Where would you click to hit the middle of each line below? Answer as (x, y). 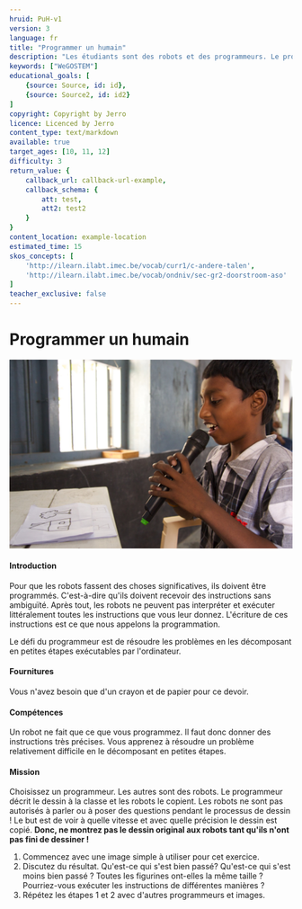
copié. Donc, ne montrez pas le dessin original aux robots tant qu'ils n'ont (149, 830)
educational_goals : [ (50, 76)
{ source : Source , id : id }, (76, 85)
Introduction (33, 566)
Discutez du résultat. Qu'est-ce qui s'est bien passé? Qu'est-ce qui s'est (156, 867)
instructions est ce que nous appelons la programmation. (115, 624)
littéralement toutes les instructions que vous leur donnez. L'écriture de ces (149, 614)
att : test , (62, 199)
